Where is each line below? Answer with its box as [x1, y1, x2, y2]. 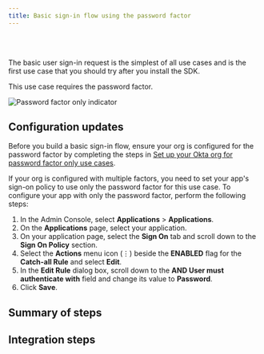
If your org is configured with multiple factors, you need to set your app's [8, 173, 250, 184]
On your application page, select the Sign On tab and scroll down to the [19, 232, 257, 241]
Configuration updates [8, 121, 124, 134]
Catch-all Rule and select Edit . [19, 257, 122, 267]
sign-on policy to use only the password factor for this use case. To [8, 182, 231, 192]
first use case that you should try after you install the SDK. [8, 66, 200, 76]
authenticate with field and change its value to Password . [19, 274, 214, 284]
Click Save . [19, 283, 58, 292]
